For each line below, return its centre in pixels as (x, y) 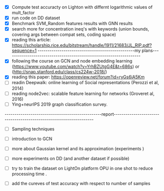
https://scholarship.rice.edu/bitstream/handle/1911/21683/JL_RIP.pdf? (82, 45)
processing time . (29, 174)
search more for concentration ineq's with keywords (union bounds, (80, 29)
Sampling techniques (33, 129)
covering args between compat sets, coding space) (64, 34)
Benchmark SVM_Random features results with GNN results (72, 24)
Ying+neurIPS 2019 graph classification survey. (59, 104)
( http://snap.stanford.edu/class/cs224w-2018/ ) (59, 72)
